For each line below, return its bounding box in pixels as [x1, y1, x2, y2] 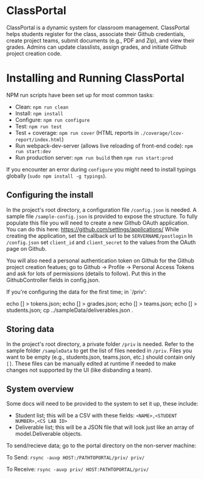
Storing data [6, 324, 55, 334]
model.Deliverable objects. [15, 430, 82, 438]
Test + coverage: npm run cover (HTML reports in [15, 129, 139, 136]
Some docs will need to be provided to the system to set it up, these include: [6, 400, 199, 408]
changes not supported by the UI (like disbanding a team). [6, 366, 152, 373]
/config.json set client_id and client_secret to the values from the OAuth [6, 239, 196, 246]
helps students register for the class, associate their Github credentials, [6, 30, 186, 37]
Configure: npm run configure [15, 116, 90, 123]
